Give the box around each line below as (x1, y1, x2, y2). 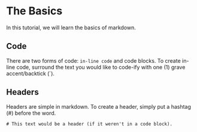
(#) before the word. (6, 109, 56, 116)
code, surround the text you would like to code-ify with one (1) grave (16, 63, 186, 70)
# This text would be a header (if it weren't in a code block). (6, 121, 172, 127)
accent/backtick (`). (6, 70, 55, 77)
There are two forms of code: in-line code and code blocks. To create (6, 57, 181, 64)
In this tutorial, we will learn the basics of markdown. (6, 24, 136, 31)
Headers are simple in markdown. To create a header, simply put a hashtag (6, 103, 192, 110)
